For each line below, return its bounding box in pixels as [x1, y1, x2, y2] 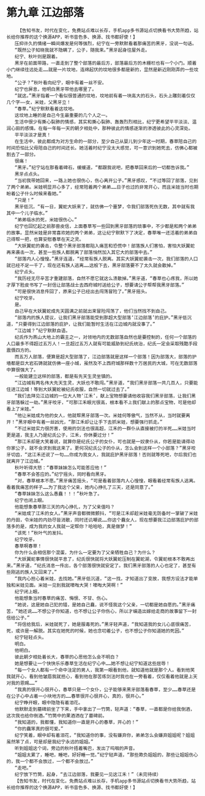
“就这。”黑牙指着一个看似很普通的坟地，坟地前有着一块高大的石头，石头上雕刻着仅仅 [14, 93, 196, 99]
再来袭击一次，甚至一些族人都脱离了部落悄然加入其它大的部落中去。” [6, 249, 153, 256]
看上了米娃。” [6, 406, 35, 412]
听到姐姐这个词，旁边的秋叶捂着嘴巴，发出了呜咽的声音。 [14, 745, 138, 751]
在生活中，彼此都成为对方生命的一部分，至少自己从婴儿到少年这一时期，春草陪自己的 [14, 138, 197, 144]
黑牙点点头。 [14, 171, 42, 177]
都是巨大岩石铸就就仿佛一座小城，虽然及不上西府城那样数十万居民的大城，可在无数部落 [10, 360, 198, 366]
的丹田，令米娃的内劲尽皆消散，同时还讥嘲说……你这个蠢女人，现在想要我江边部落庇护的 [6, 517, 194, 523]
